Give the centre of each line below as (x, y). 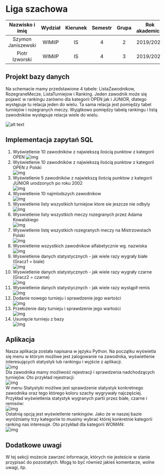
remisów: (15, 404)
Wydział (51, 28)
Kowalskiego (25, 219)
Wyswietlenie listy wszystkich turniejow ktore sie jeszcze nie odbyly (82, 204)
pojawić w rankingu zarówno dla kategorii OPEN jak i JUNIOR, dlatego (76, 99)
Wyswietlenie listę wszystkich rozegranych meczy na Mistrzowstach (82, 230)
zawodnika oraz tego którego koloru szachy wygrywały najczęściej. (74, 393)
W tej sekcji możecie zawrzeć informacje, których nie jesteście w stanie (78, 457)
